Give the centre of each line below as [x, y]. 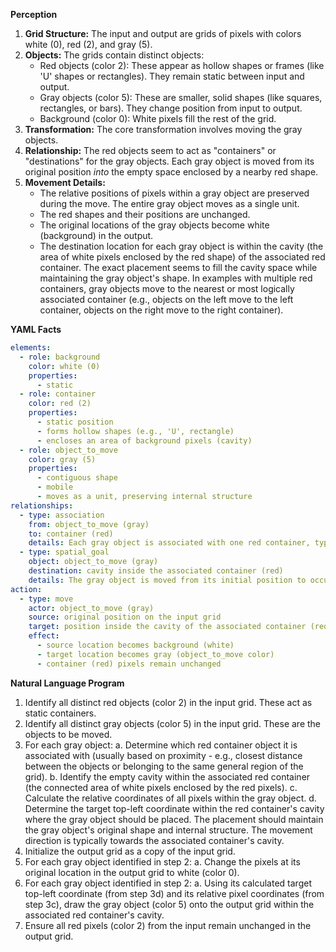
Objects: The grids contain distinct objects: [114, 55]
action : [26, 589]
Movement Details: [65, 182]
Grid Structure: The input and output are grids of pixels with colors [163, 33]
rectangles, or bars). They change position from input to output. [171, 108]
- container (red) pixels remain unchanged [129, 664]
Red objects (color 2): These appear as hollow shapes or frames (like [182, 65]
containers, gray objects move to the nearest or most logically [167, 288]
